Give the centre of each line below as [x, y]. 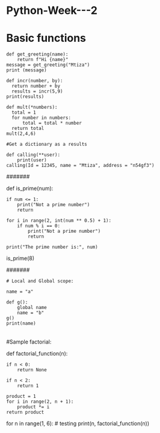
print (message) [26, 70]
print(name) [21, 324]
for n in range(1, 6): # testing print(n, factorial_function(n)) [78, 423]
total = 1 [24, 112]
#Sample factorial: [29, 342]
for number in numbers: [41, 118]
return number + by [36, 86]
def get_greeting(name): [37, 54]
